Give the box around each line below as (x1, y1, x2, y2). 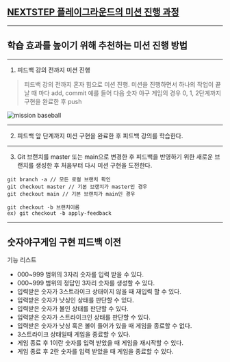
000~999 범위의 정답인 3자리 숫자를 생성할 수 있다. (16, 279, 155, 287)
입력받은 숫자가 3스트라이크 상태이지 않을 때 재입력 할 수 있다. (16, 287, 181, 296)
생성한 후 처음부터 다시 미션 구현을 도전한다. (35, 161, 153, 169)
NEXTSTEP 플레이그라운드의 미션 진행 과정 (7, 6, 179, 18)
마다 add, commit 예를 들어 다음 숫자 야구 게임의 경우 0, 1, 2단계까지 (38, 88, 221, 97)
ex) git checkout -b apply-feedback (7, 209, 112, 217)
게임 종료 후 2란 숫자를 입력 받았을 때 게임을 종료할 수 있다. (16, 348, 174, 356)
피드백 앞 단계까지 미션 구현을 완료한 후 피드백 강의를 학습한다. (16, 131, 183, 140)
